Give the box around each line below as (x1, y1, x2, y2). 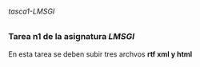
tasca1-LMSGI (8, 6, 55, 16)
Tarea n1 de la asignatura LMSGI (8, 31, 135, 42)
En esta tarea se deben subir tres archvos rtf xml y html (8, 49, 193, 59)
